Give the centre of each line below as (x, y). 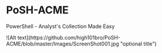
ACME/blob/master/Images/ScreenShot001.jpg (63, 44)
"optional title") (138, 44)
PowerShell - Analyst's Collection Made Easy (60, 26)
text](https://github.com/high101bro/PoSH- (69, 37)
